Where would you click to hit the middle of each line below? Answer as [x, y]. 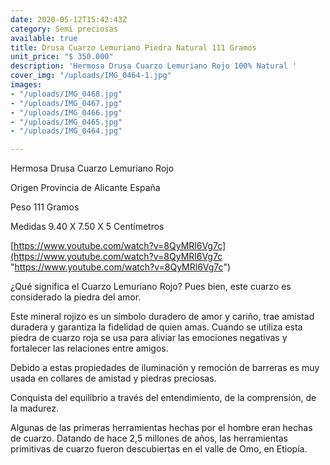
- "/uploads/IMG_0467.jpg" [66, 103]
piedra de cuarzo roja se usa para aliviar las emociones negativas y [149, 338]
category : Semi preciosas [64, 29]
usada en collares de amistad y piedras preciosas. [113, 378]
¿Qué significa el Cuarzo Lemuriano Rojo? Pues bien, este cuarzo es [151, 287]
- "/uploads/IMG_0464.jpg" [66, 131]
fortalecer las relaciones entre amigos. [89, 348]
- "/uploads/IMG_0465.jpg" [66, 122]
